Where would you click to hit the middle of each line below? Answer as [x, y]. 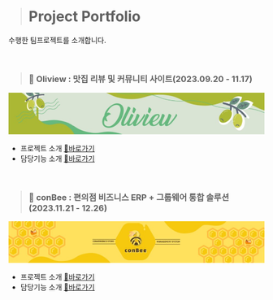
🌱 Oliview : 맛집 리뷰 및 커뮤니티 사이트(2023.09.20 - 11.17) [141, 79]
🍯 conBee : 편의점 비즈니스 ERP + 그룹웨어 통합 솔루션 [129, 197]
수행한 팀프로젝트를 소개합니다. [58, 40]
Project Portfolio [84, 17]
